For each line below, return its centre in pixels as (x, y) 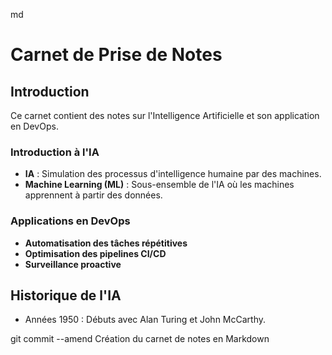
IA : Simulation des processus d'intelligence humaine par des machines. (173, 174)
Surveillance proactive (73, 264)
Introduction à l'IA (55, 152)
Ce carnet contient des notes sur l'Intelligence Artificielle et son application (165, 115)
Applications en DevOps (70, 221)
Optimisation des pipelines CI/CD (95, 253)
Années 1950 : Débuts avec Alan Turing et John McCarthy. (145, 320)
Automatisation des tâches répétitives (106, 243)
